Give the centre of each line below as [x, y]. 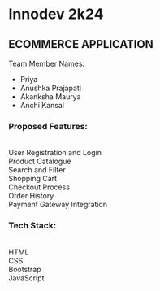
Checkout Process [39, 187]
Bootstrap [25, 269]
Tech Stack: [32, 226]
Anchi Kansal [42, 105]
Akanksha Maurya [50, 97]
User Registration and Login [55, 153]
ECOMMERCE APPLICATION [81, 44]
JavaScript [26, 278]
